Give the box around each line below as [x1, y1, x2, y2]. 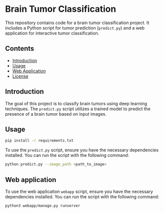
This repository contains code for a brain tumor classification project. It [5, 20, 149, 26]
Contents [5, 44, 34, 53]
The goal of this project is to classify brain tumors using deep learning [5, 100, 148, 106]
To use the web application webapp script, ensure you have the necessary [5, 188, 154, 194]
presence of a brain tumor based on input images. [5, 111, 107, 117]
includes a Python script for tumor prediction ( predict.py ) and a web [5, 25, 145, 30]
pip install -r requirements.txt [5, 138, 74, 143]
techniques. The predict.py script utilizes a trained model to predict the [5, 106, 151, 112]
